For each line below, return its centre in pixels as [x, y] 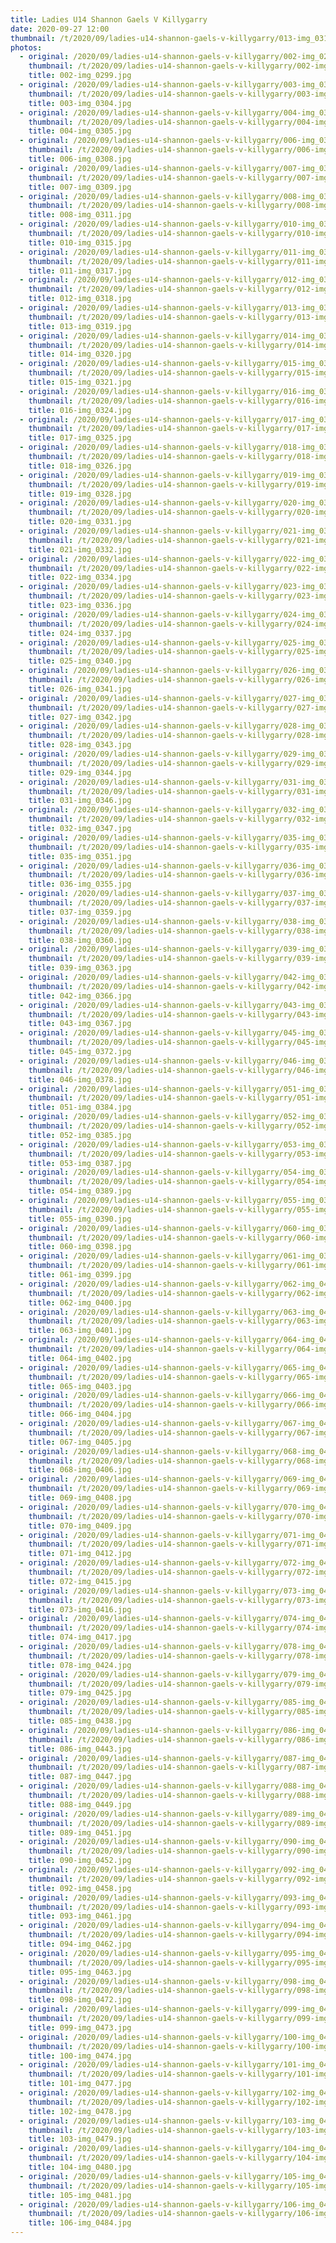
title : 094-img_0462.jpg [80, 1944]
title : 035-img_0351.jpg [80, 856]
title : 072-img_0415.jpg [80, 1581]
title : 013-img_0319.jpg [80, 326]
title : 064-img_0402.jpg [80, 1358]
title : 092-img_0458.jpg [80, 1888]
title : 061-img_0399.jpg [80, 1275]
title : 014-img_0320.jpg [80, 354]
